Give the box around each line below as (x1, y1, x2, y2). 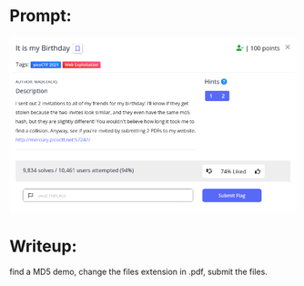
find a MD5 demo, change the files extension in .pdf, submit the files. (9, 266, 269, 278)
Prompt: (9, 5, 72, 26)
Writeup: (9, 236, 77, 257)
